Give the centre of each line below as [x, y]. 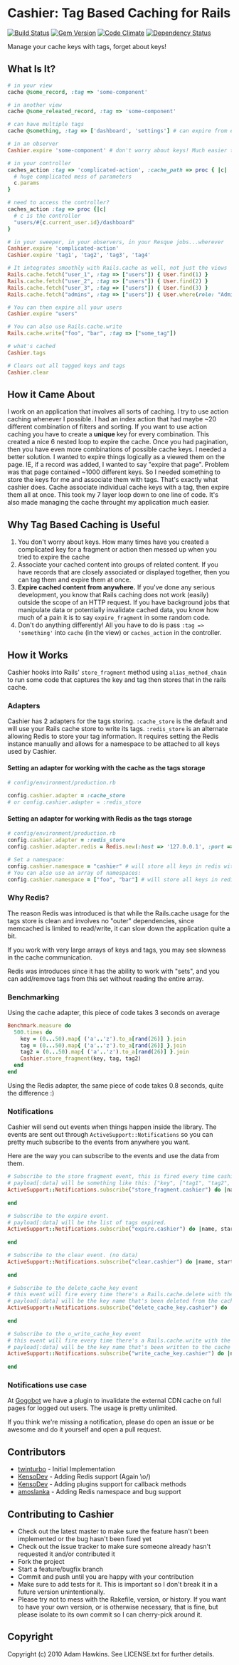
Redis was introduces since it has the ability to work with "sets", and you [113, 971]
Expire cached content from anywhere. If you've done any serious [116, 587]
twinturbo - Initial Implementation [66, 1469]
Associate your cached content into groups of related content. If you [118, 564]
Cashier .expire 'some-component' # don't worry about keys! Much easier [117, 150]
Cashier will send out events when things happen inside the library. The [112, 1127]
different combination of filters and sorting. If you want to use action [107, 427]
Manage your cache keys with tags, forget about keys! [87, 46]
